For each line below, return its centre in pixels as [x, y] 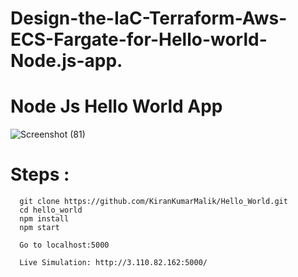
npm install [44, 219]
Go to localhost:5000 [64, 245]
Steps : [40, 174]
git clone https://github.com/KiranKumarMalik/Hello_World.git [153, 202]
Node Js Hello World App [116, 106]
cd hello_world [51, 210]
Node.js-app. [66, 61]
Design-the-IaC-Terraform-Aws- [149, 18]
